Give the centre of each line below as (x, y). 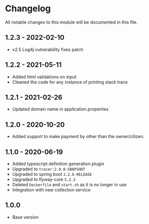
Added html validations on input (44, 77)
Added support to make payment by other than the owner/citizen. (78, 137)
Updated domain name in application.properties (60, 109)
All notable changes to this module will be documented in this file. (72, 22)
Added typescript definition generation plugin (58, 164)
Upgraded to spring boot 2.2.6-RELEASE (52, 174)
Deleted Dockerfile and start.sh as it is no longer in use (69, 184)
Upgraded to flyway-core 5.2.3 (44, 179)
